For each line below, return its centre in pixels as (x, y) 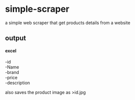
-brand (12, 72)
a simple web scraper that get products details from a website (68, 23)
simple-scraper (37, 9)
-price (11, 77)
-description (18, 83)
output (15, 38)
